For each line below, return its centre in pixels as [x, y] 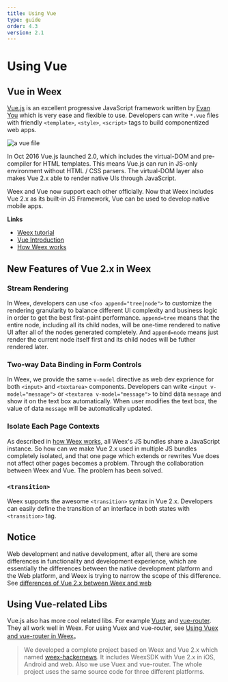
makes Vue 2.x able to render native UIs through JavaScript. [92, 178]
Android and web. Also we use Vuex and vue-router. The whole [113, 664]
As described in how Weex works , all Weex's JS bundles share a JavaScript [114, 441]
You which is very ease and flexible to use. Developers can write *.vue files [113, 115]
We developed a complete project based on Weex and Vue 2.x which [121, 650]
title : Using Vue [32, 13]
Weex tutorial [35, 233]
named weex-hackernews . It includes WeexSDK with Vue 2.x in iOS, [119, 657]
